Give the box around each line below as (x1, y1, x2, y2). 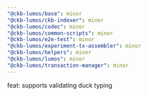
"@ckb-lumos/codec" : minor (7, 23, 85, 30)
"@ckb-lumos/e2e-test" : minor (7, 36, 95, 43)
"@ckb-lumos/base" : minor (7, 10, 82, 17)
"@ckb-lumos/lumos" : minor (7, 56, 85, 63)
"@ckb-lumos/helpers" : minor (7, 49, 92, 56)
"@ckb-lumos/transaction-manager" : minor (7, 62, 129, 69)
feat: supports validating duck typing (7, 81, 113, 89)
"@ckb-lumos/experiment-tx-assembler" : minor (7, 42, 141, 49)
